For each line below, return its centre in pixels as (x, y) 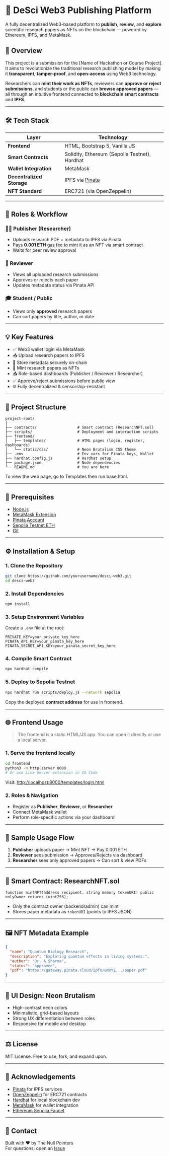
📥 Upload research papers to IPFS (48, 355)
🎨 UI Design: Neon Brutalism (50, 996)
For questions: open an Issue (35, 1148)
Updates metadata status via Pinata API (53, 285)
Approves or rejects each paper (45, 279)
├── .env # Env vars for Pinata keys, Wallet (80, 454)
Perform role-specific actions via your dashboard (63, 817)
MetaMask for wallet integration (46, 1105)
